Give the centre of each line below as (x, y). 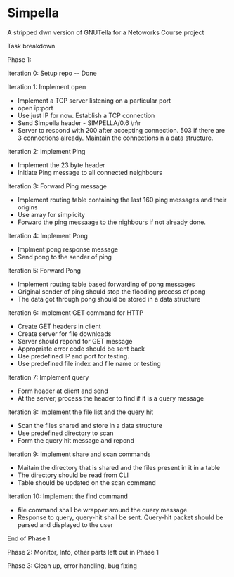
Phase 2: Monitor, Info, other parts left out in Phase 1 (83, 552)
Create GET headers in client (59, 326)
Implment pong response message (67, 249)
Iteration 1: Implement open (47, 86)
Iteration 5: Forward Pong (44, 270)
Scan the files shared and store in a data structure (90, 425)
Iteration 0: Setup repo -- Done (52, 73)
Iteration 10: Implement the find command (68, 496)
